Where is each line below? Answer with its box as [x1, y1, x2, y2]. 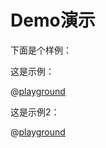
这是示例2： [10, 106, 60, 118]
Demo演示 [10, 9, 96, 32]
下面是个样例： [10, 44, 72, 56]
